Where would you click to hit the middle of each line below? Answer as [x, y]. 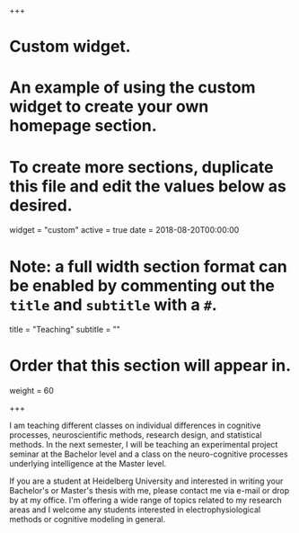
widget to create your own [109, 107]
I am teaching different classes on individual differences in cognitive [135, 426]
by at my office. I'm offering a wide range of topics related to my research [146, 501]
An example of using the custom [132, 88]
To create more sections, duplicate [141, 167]
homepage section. [83, 126]
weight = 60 [31, 391]
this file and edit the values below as [148, 186]
